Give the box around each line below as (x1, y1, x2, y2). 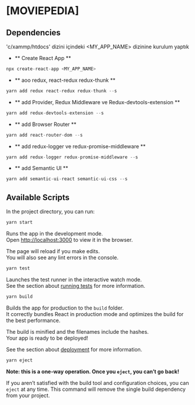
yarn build (6, 293, 33, 300)
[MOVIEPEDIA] (6, 4, 80, 18)
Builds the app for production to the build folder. (6, 304, 124, 311)
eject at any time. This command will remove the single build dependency (6, 386, 186, 393)
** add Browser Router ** (14, 121, 77, 128)
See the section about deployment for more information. (6, 346, 143, 353)
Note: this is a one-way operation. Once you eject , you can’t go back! (6, 368, 180, 375)
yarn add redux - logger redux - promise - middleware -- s (6, 154, 138, 160)
